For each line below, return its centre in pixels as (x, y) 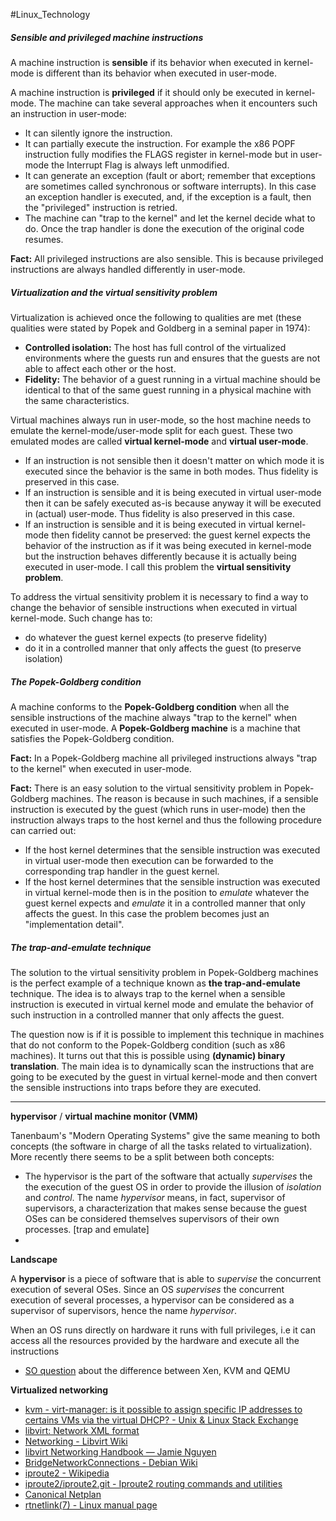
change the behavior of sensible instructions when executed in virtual (154, 607)
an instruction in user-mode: (68, 113)
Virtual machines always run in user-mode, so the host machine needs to (161, 420)
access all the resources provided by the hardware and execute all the (155, 1340)
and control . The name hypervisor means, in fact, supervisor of (155, 1197)
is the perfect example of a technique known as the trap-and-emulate (155, 983)
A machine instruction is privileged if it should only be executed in (147, 92)
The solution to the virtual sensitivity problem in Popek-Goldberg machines (164, 972)
